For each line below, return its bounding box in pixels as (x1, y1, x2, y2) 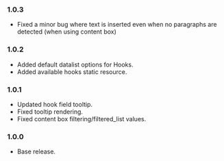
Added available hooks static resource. (16, 67, 127, 76)
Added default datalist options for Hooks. (16, 60, 134, 69)
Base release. (16, 147, 56, 156)
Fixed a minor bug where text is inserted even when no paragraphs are (16, 21, 217, 29)
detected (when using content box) (16, 27, 116, 36)
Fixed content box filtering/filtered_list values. (16, 114, 147, 123)
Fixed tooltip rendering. (16, 108, 84, 116)
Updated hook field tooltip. (16, 100, 93, 108)
